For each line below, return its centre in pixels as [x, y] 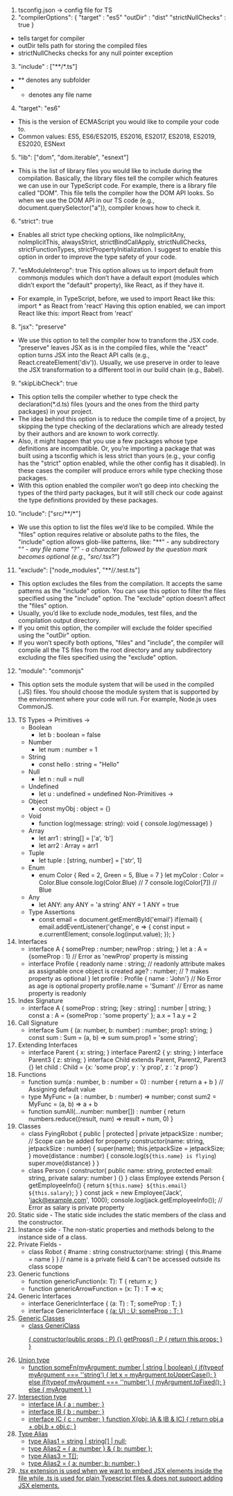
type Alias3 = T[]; [53, 1456]
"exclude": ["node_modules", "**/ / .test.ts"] [79, 570]
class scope [45, 1267]
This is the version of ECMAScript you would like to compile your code [118, 122]
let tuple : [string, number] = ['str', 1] [90, 860]
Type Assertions [52, 912]
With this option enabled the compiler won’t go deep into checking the [118, 485]
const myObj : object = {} [75, 808]
